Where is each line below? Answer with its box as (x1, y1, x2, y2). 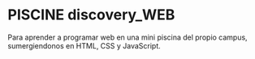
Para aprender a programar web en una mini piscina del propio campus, (7, 32, 249, 42)
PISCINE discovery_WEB (7, 6, 175, 24)
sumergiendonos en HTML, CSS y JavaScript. (7, 40, 162, 50)
